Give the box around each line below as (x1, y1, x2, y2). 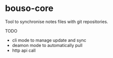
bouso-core (5, 3, 54, 14)
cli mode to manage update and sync (12, 37, 86, 43)
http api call (12, 47, 36, 53)
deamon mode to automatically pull (12, 42, 82, 48)
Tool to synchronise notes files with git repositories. (5, 19, 108, 24)
